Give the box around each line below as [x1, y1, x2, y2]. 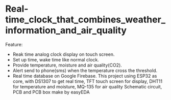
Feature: [5, 41, 23, 47]
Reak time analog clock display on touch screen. [12, 51, 115, 57]
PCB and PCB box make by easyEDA [12, 89, 90, 95]
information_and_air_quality [5, 25, 127, 36]
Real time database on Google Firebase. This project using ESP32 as [12, 73, 157, 79]
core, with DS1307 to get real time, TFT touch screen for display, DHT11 [12, 78, 162, 84]
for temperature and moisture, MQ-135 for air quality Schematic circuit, [12, 83, 162, 89]
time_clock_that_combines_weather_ [5, 14, 166, 25]
